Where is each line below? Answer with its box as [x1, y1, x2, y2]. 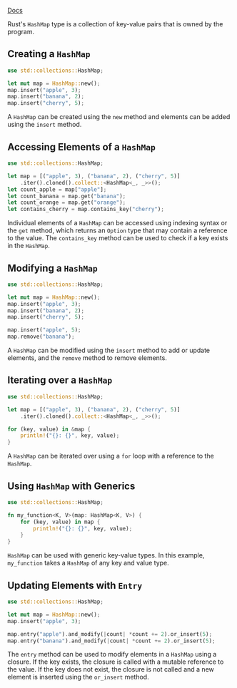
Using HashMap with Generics [7, 480, 136, 492]
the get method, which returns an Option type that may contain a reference [7, 226, 228, 235]
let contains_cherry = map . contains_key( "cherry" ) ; [7, 206, 164, 213]
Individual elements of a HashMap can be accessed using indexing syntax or [7, 219, 228, 227]
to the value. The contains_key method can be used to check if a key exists [7, 234, 228, 242]
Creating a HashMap [7, 48, 91, 60]
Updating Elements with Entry [7, 579, 143, 591]
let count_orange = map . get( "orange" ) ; [7, 199, 126, 206]
